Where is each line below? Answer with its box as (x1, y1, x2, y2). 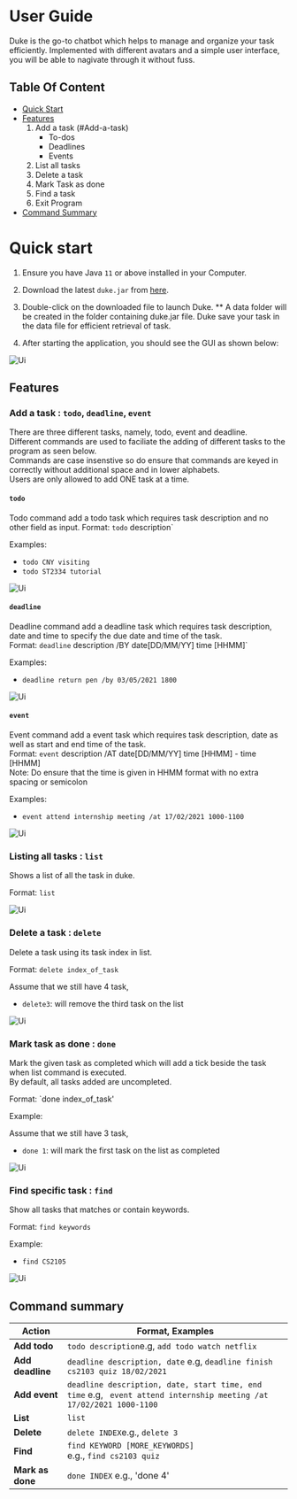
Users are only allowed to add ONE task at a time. (9, 474, 190, 484)
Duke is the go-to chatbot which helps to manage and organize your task (9, 35, 275, 46)
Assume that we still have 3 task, (9, 1127, 129, 1139)
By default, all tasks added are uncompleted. (9, 1076, 172, 1086)
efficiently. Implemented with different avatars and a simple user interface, (9, 44, 280, 55)
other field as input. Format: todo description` (9, 522, 174, 532)
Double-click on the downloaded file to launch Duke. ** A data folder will (21, 301, 287, 312)
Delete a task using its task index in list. (9, 947, 153, 957)
